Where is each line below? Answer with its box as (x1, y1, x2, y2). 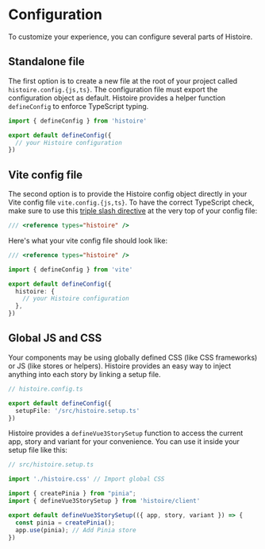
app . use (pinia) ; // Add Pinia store (15, 526, 136, 534)
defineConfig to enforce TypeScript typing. (8, 101, 149, 111)
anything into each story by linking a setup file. (8, 369, 161, 379)
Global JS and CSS (8, 332, 102, 345)
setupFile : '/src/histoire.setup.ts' (15, 407, 140, 415)
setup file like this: (8, 446, 67, 455)
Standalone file (8, 55, 85, 68)
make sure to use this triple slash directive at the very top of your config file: (8, 206, 258, 216)
